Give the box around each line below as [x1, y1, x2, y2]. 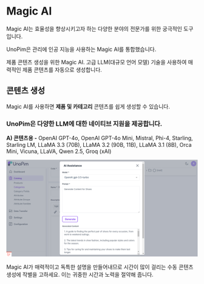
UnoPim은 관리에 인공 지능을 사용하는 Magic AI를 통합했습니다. [6, 46, 157, 53]
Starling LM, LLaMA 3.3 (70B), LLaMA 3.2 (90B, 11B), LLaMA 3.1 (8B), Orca [6, 141, 192, 149]
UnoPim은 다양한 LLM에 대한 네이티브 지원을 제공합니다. [6, 120, 163, 128]
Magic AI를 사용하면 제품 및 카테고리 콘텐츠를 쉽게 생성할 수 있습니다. [6, 103, 170, 110]
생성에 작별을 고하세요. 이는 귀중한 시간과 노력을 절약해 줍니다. [6, 271, 154, 279]
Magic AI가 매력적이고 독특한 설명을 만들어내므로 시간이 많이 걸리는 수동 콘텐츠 [6, 263, 194, 271]
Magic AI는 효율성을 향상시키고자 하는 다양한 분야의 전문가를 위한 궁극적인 [6, 25, 182, 32]
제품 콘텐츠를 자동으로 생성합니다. [22, 66, 102, 73]
